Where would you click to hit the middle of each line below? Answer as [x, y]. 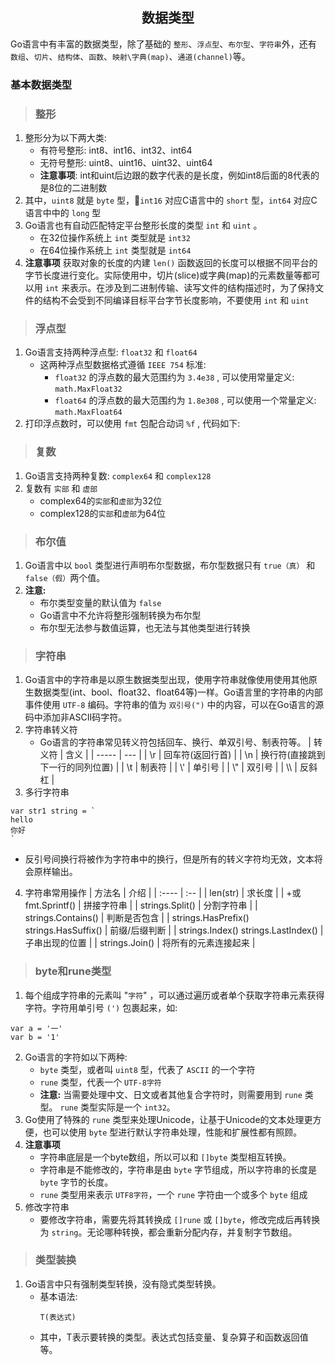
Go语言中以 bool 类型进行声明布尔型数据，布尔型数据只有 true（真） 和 [170, 565]
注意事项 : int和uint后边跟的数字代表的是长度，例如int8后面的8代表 [175, 175]
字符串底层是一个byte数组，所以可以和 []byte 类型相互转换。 [165, 1157]
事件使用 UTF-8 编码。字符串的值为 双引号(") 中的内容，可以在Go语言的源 [174, 705]
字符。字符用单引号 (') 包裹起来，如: [101, 1007]
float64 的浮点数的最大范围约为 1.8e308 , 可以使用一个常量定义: [185, 400]
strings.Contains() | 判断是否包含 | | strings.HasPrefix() [137, 918]
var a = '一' [36, 1028]
